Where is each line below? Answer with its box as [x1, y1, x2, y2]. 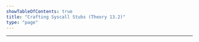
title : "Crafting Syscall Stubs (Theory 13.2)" [6, 14, 126, 20]
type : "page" [6, 19, 38, 25]
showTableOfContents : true [6, 8, 73, 15]
